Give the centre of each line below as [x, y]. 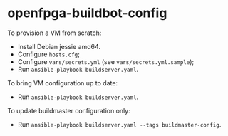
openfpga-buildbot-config [87, 13]
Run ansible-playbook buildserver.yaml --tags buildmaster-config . [119, 124]
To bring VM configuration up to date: [63, 83]
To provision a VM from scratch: [55, 33]
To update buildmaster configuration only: [69, 110]
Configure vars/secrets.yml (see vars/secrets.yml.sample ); [106, 61]
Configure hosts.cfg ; [48, 54]
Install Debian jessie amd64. [59, 46]
